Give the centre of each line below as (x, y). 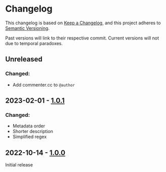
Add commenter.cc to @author (44, 84)
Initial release (19, 165)
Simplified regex (30, 137)
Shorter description (33, 132)
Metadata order (29, 126)
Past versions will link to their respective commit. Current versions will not (82, 38)
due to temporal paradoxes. (34, 43)
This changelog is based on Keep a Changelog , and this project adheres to (83, 23)
